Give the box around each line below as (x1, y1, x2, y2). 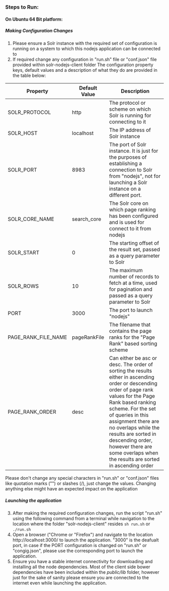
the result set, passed (109, 246, 160, 253)
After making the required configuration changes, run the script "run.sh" (12, 510, 162, 516)
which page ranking (109, 206, 156, 213)
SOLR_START (8, 249, 39, 256)
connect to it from (109, 225, 151, 232)
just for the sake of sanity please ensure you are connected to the (12, 575, 149, 581)
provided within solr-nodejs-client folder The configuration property (12, 62, 153, 68)
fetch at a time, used (109, 280, 157, 287)
